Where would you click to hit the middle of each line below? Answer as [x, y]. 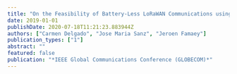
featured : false [31, 54]
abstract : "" [26, 47]
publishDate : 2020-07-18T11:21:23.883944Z [71, 27]
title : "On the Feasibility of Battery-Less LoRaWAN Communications [110, 14]
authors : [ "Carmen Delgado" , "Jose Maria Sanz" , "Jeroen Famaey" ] [107, 33]
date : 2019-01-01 [33, 20]
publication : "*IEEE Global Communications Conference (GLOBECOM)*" [110, 60]
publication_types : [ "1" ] [45, 40]
